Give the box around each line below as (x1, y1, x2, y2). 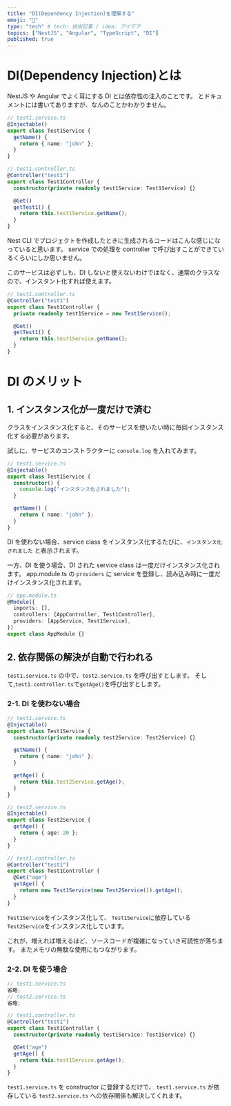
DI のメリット (7, 374, 83, 389)
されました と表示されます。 (7, 546, 83, 554)
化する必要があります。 (7, 432, 74, 440)
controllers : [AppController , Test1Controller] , (13, 611, 156, 618)
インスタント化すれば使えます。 (25, 277, 115, 286)
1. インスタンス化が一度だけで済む (7, 403, 152, 415)
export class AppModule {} (7, 630, 85, 637)
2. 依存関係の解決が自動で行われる (7, 652, 154, 663)
